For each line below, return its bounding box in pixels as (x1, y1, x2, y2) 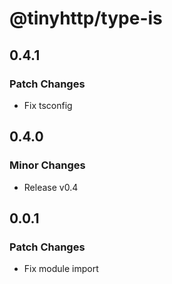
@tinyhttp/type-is (9, 7, 163, 30)
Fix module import (23, 263, 99, 275)
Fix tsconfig (23, 99, 73, 111)
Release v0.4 (23, 181, 79, 193)
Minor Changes (9, 158, 86, 172)
